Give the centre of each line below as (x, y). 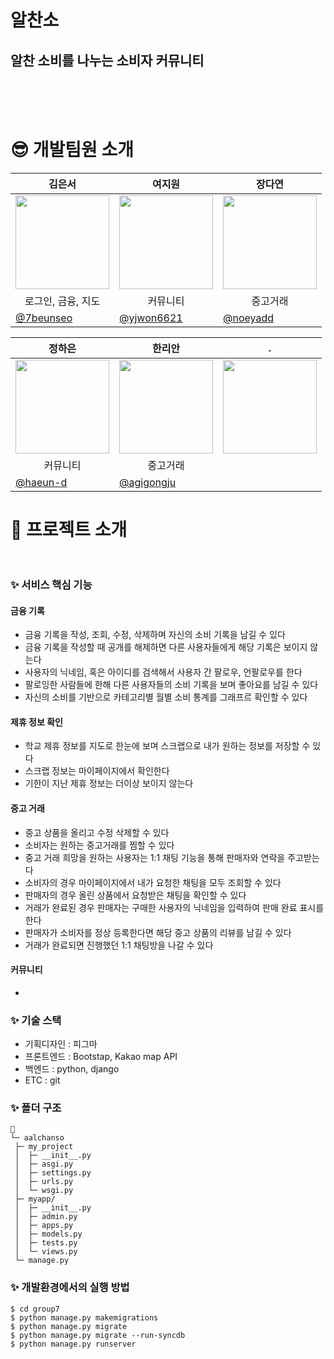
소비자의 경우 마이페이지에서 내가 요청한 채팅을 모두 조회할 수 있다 (153, 882)
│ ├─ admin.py (46, 1217)
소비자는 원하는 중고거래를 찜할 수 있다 (99, 845)
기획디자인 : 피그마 (61, 1044)
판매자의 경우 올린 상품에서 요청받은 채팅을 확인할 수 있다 (135, 895)
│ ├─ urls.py (44, 1182)
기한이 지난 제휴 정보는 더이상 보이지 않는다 (109, 783)
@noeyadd (249, 318)
